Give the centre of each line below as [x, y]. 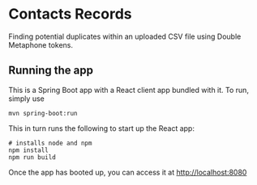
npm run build [32, 157]
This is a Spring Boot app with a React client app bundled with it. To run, [129, 90]
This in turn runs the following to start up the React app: [101, 128]
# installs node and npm [50, 143]
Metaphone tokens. [41, 44]
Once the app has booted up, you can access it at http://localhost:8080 [128, 172]
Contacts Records [70, 14]
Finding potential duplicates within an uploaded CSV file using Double [125, 36]
